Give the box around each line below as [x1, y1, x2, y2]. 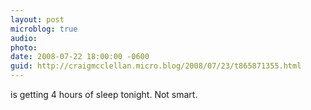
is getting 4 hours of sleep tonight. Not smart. [10, 89, 198, 100]
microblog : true [10, 24, 78, 34]
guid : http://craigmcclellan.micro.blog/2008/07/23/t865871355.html [10, 61, 302, 71]
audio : [10, 33, 38, 43]
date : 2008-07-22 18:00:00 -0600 [10, 52, 150, 62]
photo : [10, 42, 38, 53]
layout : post [10, 14, 65, 25]
